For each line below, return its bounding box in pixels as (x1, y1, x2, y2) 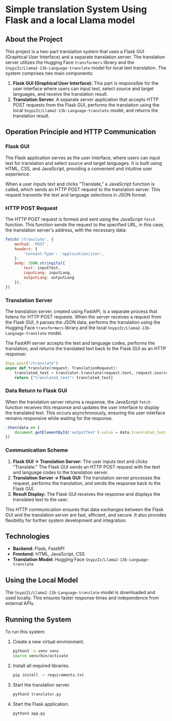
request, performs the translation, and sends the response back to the (12, 480, 161, 486)
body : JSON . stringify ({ (14, 261, 66, 266)
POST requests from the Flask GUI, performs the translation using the (12, 102, 160, 108)
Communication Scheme (5, 447, 68, 454)
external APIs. (5, 600, 35, 606)
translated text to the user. (12, 496, 69, 502)
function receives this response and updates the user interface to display (5, 404, 160, 410)
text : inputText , (24, 265, 60, 271)
